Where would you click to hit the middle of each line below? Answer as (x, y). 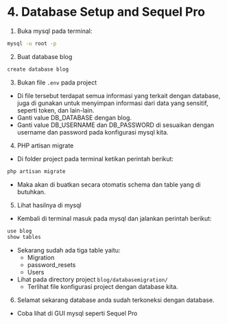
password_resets (51, 265)
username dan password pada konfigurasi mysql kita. (93, 132)
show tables (24, 238)
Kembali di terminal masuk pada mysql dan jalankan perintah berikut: (114, 218)
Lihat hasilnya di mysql (49, 205)
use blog (20, 231)
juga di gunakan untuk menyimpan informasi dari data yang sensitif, (112, 103)
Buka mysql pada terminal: (55, 31)
